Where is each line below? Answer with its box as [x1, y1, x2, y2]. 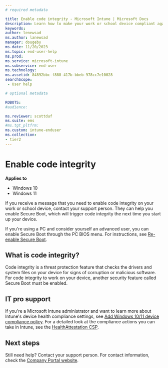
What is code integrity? [5, 251, 80, 259]
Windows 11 [12, 190, 37, 196]
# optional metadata [5, 91, 48, 96]
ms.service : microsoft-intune [5, 58, 68, 63]
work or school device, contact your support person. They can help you [5, 205, 153, 211]
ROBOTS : [5, 100, 21, 105]
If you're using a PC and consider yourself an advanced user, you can [5, 225, 149, 231]
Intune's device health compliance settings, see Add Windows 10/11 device [5, 313, 159, 319]
